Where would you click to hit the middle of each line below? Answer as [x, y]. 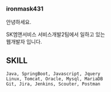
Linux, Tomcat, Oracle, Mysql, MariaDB [55, 79]
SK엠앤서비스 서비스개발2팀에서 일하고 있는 [56, 34]
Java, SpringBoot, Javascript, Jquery [53, 74]
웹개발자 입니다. [24, 42]
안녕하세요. [19, 22]
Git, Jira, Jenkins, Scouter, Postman [53, 84]
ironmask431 [25, 9]
